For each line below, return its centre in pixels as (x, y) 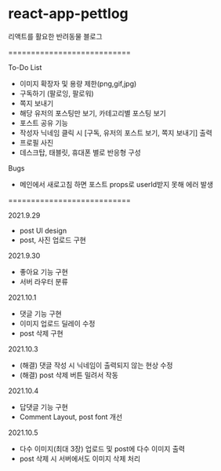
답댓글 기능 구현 (43, 407)
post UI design (43, 230)
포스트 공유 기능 (43, 123)
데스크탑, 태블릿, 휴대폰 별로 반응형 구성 (80, 152)
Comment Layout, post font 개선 (71, 417)
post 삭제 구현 (42, 333)
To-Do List (25, 67)
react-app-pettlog (68, 14)
